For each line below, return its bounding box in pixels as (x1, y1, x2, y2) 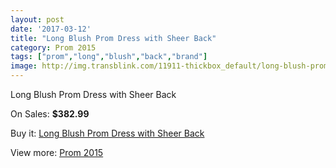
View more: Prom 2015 (10, 147, 104, 158)
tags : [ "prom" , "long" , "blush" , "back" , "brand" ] (10, 52, 208, 62)
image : (10, 61, 38, 71)
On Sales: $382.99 (10, 108, 90, 120)
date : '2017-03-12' (10, 24, 92, 34)
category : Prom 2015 (10, 42, 97, 53)
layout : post (10, 14, 65, 25)
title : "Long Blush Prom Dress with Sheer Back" (10, 33, 217, 43)
